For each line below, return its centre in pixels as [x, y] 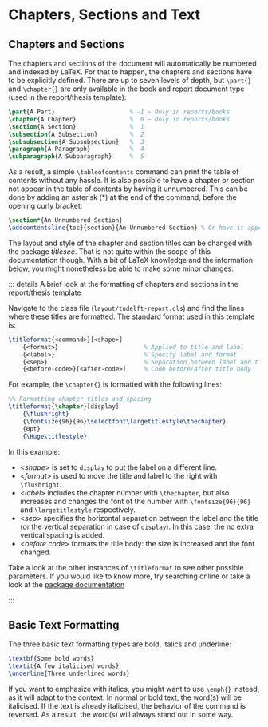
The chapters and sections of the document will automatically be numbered [132, 63]
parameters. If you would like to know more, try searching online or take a [129, 576]
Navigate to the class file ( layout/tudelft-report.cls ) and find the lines [126, 308]
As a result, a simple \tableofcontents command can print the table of [124, 172]
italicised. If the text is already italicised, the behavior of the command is [127, 705]
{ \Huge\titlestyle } [55, 436]
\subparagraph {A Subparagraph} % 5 [77, 157]
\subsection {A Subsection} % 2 [77, 134]
